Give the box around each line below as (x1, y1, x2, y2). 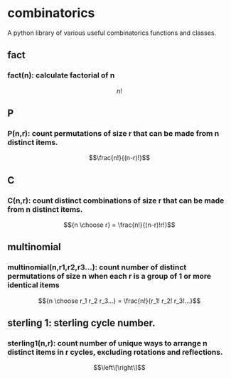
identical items (7, 280, 60, 290)
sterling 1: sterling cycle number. (7, 317, 156, 329)
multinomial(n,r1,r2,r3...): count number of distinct (7, 262, 187, 272)
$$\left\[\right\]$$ (93, 363, 146, 372)
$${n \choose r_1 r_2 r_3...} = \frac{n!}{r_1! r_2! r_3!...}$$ (38, 297, 201, 305)
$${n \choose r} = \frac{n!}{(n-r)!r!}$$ (63, 220, 176, 229)
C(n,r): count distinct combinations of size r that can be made (7, 196, 225, 205)
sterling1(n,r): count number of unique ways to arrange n (7, 338, 208, 348)
